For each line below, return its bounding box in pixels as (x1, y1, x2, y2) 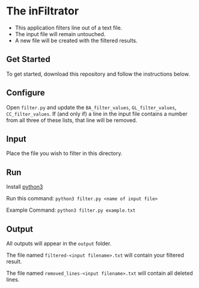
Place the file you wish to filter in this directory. (6, 150, 123, 157)
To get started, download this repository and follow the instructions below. (6, 70, 191, 78)
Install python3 (6, 183, 43, 191)
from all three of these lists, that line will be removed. (6, 116, 138, 124)
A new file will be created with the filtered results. (14, 37, 138, 44)
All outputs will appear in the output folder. (6, 240, 112, 247)
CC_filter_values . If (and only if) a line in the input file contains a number (6, 110, 188, 117)
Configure (6, 88, 45, 98)
